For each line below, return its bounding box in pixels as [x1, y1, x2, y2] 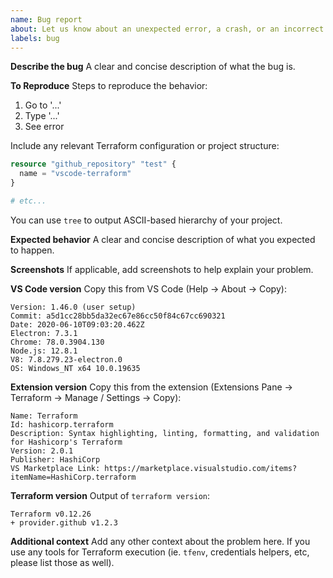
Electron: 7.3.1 [10, 328, 78, 338]
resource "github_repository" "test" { [10, 159, 177, 170]
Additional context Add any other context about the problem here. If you [10, 535, 311, 547]
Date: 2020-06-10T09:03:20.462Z [10, 319, 145, 330]
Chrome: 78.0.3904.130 [10, 337, 105, 347]
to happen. [10, 244, 55, 256]
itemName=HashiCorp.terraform [10, 472, 137, 482]
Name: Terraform [10, 411, 78, 421]
